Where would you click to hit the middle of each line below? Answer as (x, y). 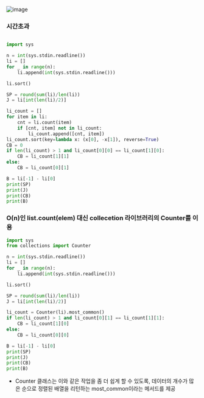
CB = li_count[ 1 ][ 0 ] (43, 324)
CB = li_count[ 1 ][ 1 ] (43, 156)
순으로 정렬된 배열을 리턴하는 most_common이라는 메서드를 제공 (99, 389)
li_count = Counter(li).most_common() (55, 312)
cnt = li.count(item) (44, 123)
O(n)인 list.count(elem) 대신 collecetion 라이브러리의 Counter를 (99, 218)
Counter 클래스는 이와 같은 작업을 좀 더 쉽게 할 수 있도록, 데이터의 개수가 (101, 381)
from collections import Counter (49, 246)
